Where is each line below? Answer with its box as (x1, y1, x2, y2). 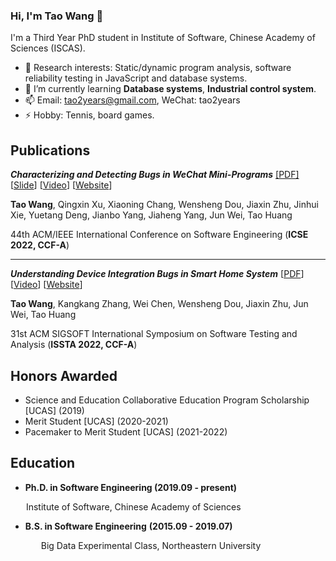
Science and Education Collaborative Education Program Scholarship (24, 394, 310, 406)
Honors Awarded (10, 367, 118, 384)
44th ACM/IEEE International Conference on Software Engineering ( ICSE (10, 229, 309, 241)
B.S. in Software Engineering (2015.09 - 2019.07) (24, 520, 233, 532)
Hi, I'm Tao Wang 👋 (10, 9, 104, 23)
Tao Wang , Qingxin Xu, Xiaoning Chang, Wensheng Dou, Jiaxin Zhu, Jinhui (10, 199, 319, 211)
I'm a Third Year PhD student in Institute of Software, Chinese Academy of (10, 32, 316, 44)
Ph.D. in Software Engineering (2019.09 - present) (24, 481, 238, 493)
